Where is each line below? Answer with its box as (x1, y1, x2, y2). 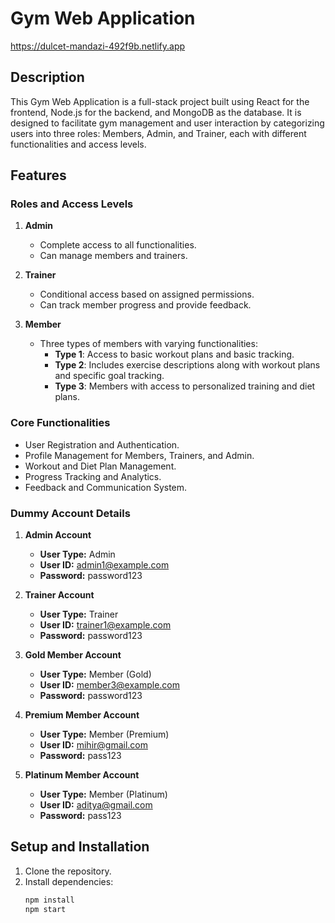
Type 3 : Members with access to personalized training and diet (54, 380, 316, 392)
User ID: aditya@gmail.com (39, 799, 153, 811)
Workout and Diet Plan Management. (24, 460, 177, 472)
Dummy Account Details (10, 506, 131, 520)
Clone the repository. (24, 865, 112, 877)
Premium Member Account (24, 709, 140, 721)
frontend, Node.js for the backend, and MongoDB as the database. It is (10, 106, 302, 118)
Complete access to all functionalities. (39, 239, 197, 251)
